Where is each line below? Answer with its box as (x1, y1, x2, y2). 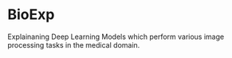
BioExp (7, 6, 55, 24)
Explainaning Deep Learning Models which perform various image (7, 32, 225, 41)
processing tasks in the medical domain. (7, 40, 140, 49)
